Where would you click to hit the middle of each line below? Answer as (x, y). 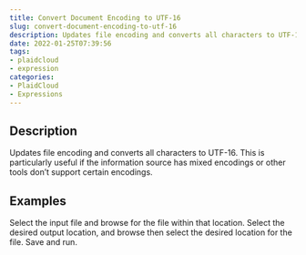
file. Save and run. (43, 242)
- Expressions (36, 94)
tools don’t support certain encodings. (81, 172)
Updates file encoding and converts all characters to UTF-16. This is (137, 153)
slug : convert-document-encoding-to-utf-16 (93, 26)
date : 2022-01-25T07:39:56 (61, 43)
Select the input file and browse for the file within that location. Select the (147, 223)
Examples (38, 201)
